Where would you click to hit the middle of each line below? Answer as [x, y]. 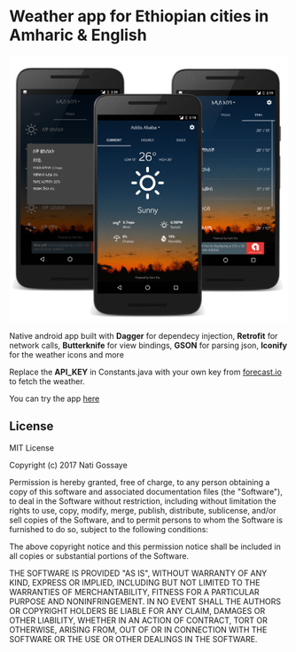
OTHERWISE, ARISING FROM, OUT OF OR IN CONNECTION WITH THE [138, 629]
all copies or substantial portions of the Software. [99, 555]
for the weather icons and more [66, 354]
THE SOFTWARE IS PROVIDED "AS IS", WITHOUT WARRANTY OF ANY [138, 573]
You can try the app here [55, 398]
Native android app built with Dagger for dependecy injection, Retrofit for [144, 335]
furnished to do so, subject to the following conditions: [109, 529]
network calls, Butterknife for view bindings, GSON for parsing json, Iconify [148, 345]
